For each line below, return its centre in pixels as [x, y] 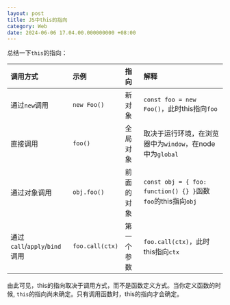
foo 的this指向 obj [170, 202]
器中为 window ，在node [179, 144]
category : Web [27, 26]
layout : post [26, 13]
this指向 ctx [162, 252]
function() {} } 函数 [177, 191]
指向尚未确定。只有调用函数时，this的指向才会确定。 [109, 294]
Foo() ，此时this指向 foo [180, 109]
